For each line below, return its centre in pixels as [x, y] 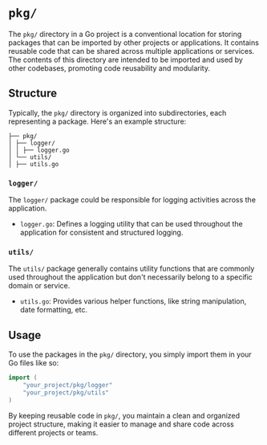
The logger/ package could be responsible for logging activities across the [132, 200]
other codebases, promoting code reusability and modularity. [109, 68]
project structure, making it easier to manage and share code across [121, 424]
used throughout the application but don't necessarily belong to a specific [130, 277]
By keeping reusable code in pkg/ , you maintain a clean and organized [124, 415]
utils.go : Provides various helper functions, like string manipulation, [133, 301]
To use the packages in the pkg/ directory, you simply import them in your [130, 354]
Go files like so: [34, 363]
